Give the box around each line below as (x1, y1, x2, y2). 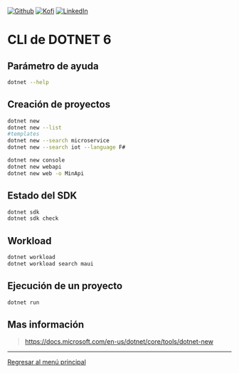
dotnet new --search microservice (7, 137, 110, 145)
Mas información (7, 318, 85, 330)
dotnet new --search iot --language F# (7, 144, 126, 151)
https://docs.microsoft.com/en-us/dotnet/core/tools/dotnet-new (24, 337, 213, 346)
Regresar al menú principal (7, 358, 87, 367)
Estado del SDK (7, 189, 78, 202)
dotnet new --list (7, 124, 62, 131)
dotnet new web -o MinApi (7, 169, 84, 177)
